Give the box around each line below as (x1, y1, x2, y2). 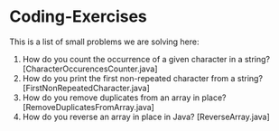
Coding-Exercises (9, 6, 147, 27)
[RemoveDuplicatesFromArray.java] (22, 101, 155, 112)
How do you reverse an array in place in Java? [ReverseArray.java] (22, 111, 271, 122)
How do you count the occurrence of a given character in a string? (22, 53, 271, 64)
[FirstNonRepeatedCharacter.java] (22, 82, 151, 93)
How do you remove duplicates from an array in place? (22, 92, 227, 103)
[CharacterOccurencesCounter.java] (22, 63, 158, 74)
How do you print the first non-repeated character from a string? (22, 72, 264, 83)
